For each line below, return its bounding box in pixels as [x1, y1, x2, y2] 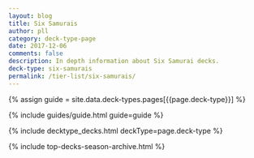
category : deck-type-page [8, 34, 96, 43]
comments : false [8, 49, 63, 58]
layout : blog [8, 11, 53, 20]
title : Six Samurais [8, 19, 79, 28]
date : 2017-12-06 [8, 42, 67, 50]
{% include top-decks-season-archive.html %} [8, 141, 166, 151]
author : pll [8, 27, 49, 35]
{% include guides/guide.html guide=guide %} [8, 110, 164, 120]
